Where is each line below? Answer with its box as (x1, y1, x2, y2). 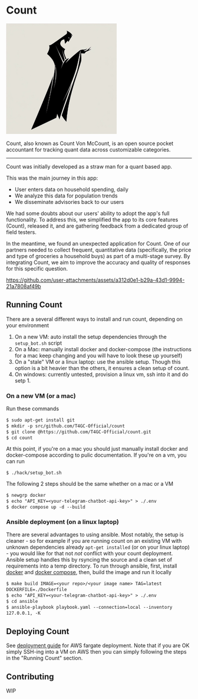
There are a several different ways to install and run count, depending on (6, 315, 183, 322)
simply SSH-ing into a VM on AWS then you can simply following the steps (6, 648, 187, 655)
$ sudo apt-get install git (6, 417, 75, 423)
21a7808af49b (6, 282, 41, 289)
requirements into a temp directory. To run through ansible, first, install (6, 562, 177, 569)
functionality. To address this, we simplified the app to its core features (6, 216, 179, 223)
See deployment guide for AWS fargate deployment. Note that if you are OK (6, 642, 190, 649)
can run (6, 458, 25, 465)
